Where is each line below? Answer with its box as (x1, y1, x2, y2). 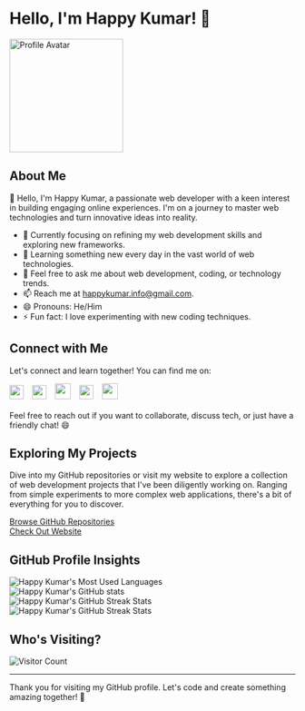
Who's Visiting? (9, 631, 102, 647)
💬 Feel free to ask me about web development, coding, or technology (22, 268, 281, 279)
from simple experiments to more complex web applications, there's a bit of (9, 489, 292, 500)
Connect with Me (9, 341, 109, 357)
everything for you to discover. (9, 499, 124, 509)
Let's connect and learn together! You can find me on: (9, 365, 212, 376)
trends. (22, 277, 50, 289)
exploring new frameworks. (22, 239, 125, 250)
